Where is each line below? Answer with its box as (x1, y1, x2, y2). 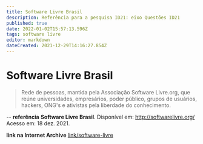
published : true (6, 20, 47, 26)
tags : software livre (6, 31, 61, 38)
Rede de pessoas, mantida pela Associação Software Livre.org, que (21, 88, 191, 96)
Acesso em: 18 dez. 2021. (6, 119, 70, 127)
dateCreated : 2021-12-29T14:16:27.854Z (6, 43, 107, 49)
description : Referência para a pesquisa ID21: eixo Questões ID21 (6, 15, 181, 21)
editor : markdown (6, 37, 50, 43)
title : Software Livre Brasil (6, 8, 83, 15)
